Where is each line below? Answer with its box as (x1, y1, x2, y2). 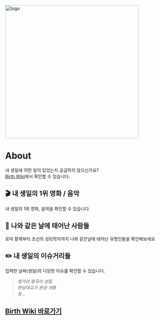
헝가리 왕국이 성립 (17, 278, 52, 285)
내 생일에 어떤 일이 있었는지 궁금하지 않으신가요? (5, 167, 99, 173)
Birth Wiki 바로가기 (5, 307, 62, 315)
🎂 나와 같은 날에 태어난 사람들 (5, 222, 89, 230)
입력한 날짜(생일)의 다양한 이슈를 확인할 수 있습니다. (5, 268, 105, 274)
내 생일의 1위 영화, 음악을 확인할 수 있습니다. (5, 206, 90, 212)
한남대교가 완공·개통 (17, 285, 56, 291)
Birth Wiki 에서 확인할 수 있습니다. (5, 173, 70, 179)
